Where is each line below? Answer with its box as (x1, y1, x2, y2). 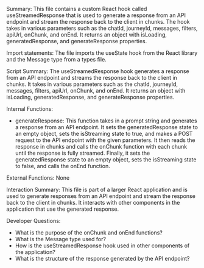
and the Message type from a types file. (6, 56, 107, 63)
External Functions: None (6, 174, 70, 182)
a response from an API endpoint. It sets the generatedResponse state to (15, 124, 198, 130)
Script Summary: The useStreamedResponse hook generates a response (6, 68, 190, 75)
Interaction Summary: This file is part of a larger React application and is (6, 186, 188, 193)
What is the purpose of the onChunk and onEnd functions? (15, 229, 163, 236)
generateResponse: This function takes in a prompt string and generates (15, 117, 197, 124)
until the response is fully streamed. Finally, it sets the (15, 149, 150, 157)
